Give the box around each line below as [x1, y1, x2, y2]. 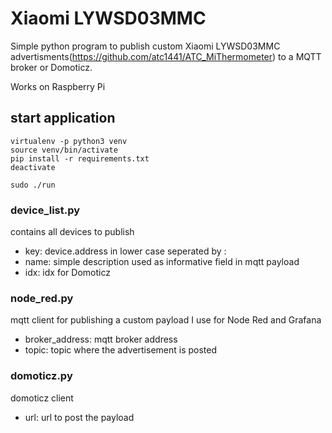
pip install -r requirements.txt [10, 153, 150, 164]
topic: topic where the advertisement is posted [24, 344, 218, 356]
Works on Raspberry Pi [10, 80, 106, 92]
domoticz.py [10, 369, 73, 383]
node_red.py [10, 291, 74, 305]
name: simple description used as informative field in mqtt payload [24, 256, 300, 268]
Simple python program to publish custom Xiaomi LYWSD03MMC [10, 40, 281, 52]
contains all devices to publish [10, 226, 135, 238]
